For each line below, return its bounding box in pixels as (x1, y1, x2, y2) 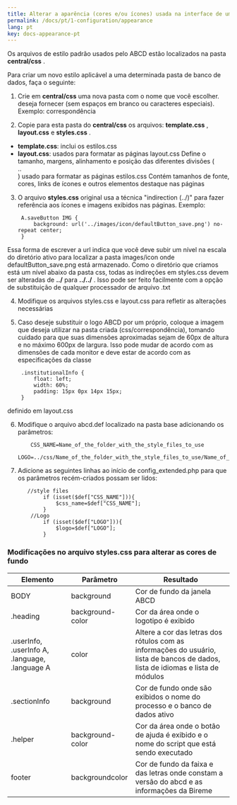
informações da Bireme (135, 785, 213, 795)
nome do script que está (135, 738, 217, 748)
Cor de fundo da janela (135, 586, 212, 596)
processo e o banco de (135, 700, 212, 710)
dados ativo (135, 709, 174, 719)
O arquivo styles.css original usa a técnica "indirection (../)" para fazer (17, 193, 224, 202)
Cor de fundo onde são (135, 683, 212, 692)
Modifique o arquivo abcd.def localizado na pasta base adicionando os (17, 421, 224, 429)
